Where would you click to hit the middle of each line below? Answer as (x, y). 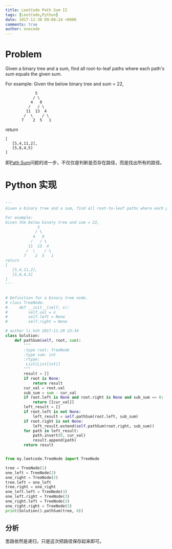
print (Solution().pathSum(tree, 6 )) (44, 511)
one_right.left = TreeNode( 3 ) (38, 501)
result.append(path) (55, 441)
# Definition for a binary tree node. (47, 298)
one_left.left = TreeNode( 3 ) (36, 492)
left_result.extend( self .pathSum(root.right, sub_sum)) (93, 426)
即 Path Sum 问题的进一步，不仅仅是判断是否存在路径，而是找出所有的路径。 (85, 163)
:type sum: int (40, 355)
